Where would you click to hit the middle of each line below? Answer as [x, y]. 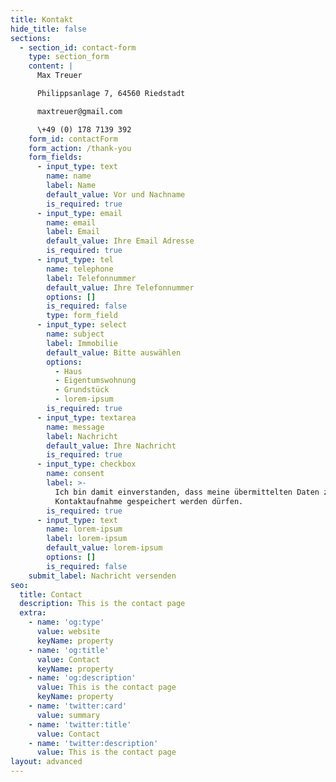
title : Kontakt [42, 19]
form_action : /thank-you [80, 148]
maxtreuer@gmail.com [79, 111]
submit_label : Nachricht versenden [102, 576]
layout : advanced [46, 762]
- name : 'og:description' [82, 678]
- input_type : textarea [86, 417]
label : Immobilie [82, 343]
